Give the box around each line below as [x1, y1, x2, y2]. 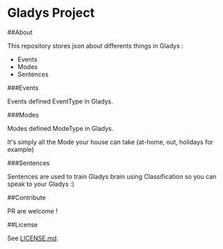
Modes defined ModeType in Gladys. [7, 124, 114, 132]
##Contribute [7, 193, 46, 201]
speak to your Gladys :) [7, 180, 75, 188]
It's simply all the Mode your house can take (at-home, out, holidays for [7, 138, 214, 146]
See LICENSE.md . [7, 234, 59, 242]
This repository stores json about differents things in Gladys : [7, 41, 184, 50]
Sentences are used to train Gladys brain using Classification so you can [7, 172, 217, 180]
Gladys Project [7, 5, 95, 21]
